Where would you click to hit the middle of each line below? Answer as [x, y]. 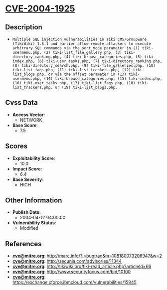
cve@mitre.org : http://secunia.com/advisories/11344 [67, 261]
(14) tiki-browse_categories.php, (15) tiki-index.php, [103, 79]
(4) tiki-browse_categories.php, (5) [103, 57]
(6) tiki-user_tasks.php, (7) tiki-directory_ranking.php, [100, 61]
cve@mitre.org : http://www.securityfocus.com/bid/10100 [72, 272]
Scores [16, 146]
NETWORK [31, 120]
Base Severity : [28, 179]
